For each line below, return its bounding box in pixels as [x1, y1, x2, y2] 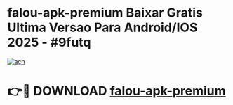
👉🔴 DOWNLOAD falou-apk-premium [7, 83, 226, 99]
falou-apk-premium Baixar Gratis [7, 5, 204, 21]
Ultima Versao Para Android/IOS [7, 19, 198, 35]
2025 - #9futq [7, 35, 91, 50]
